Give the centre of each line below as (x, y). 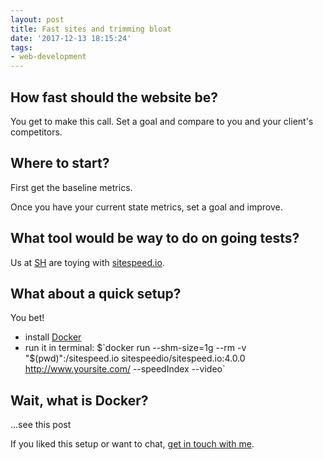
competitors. (36, 132)
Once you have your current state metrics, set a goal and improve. (146, 207)
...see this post (41, 425)
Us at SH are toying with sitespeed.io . (87, 262)
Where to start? (60, 163)
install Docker (53, 337)
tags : (21, 47)
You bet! (27, 318)
